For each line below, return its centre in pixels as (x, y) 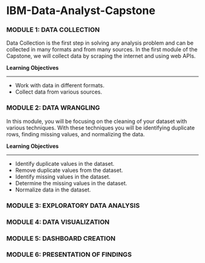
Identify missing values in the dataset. (63, 176)
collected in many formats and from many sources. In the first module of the (102, 50)
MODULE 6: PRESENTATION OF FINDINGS (69, 254)
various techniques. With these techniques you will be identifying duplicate (101, 128)
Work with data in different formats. (60, 86)
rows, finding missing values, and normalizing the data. (76, 134)
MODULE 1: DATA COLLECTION (53, 30)
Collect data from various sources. (59, 92)
